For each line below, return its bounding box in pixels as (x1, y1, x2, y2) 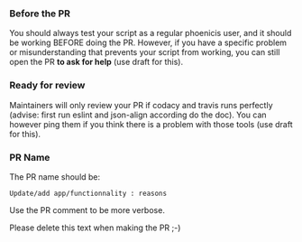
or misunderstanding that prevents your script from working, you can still (9, 47, 280, 58)
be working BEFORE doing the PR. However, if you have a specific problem (9, 37, 287, 48)
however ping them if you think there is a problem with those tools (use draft (9, 118, 293, 129)
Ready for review (9, 79, 86, 92)
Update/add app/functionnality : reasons (9, 189, 168, 198)
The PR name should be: (9, 171, 101, 182)
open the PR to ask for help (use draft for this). (9, 57, 183, 68)
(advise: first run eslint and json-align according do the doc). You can (9, 109, 268, 120)
